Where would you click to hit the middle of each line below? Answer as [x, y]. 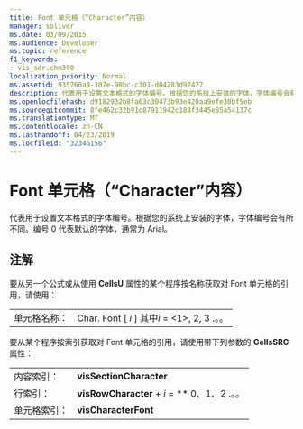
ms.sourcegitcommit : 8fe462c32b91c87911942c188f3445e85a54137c [131, 110]
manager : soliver [42, 26]
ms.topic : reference [48, 51]
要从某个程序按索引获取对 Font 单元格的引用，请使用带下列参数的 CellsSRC [149, 342]
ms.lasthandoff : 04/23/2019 [62, 135]
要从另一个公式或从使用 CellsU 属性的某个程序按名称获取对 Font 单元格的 [145, 283]
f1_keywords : [34, 59]
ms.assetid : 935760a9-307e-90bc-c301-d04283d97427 [106, 85]
